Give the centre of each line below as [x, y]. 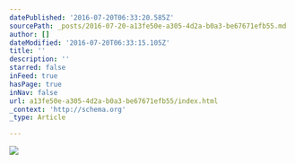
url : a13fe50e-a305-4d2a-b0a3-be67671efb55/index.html [114, 101]
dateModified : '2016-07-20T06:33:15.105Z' [90, 43]
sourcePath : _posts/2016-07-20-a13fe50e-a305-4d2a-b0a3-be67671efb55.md [148, 26]
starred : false [38, 68]
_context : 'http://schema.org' [68, 109]
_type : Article [38, 117]
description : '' [39, 59]
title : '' [28, 51]
